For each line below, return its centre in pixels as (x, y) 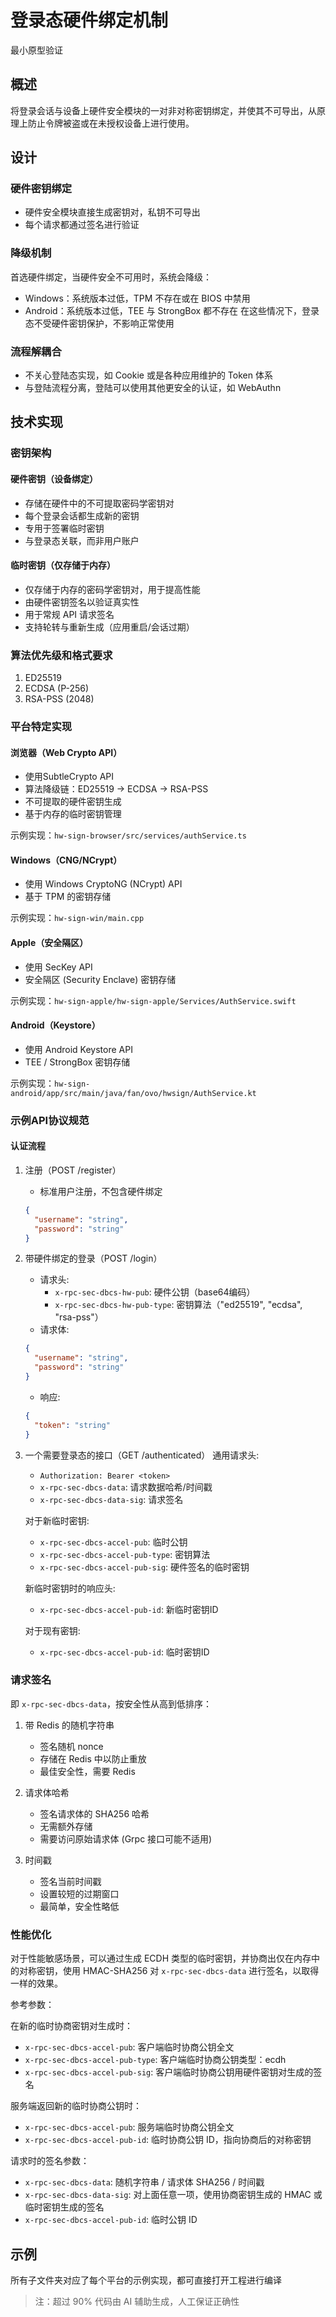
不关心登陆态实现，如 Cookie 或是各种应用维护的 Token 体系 (148, 375)
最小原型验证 (36, 50)
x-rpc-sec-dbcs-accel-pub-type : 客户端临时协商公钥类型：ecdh (155, 2060)
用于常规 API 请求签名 (69, 614)
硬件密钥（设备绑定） (54, 478)
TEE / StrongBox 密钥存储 (77, 1062)
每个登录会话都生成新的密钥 (82, 515)
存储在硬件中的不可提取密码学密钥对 (99, 503)
